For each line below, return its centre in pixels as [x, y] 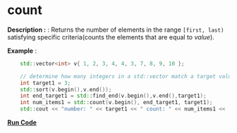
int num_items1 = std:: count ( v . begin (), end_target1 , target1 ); [116, 103]
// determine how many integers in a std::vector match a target [118, 76]
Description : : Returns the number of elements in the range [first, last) [116, 30]
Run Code [22, 122]
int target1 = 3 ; [45, 83]
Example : [22, 51]
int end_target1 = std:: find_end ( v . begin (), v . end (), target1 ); [113, 96]
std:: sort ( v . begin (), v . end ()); [66, 89]
